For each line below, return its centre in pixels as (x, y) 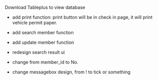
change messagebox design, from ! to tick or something (71, 72)
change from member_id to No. (45, 62)
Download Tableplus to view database (45, 7)
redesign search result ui (38, 52)
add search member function (43, 32)
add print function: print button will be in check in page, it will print (82, 17)
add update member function (43, 42)
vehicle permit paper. (35, 23)
